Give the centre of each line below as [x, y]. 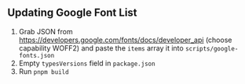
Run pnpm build [44, 71]
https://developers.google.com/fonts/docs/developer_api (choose [125, 40]
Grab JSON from [46, 31]
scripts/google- [212, 49]
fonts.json [37, 55]
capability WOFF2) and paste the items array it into [101, 48]
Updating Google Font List [73, 13]
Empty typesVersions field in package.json [87, 63]
